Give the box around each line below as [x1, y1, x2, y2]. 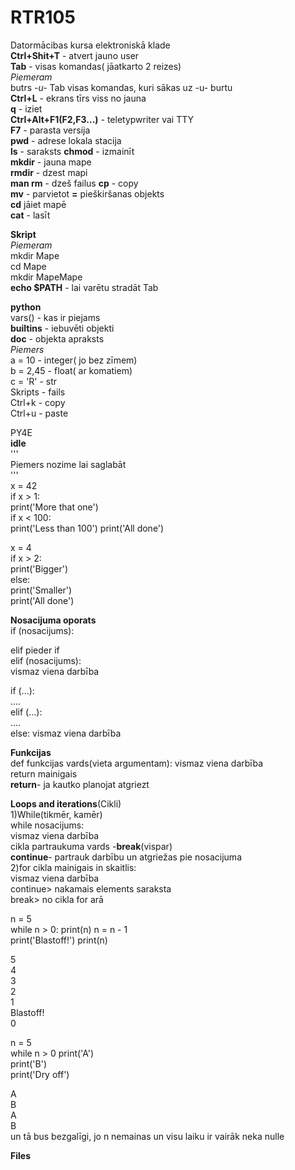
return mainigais [10, 767, 78, 780]
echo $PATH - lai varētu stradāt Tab [10, 281, 159, 293]
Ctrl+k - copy [10, 396, 66, 408]
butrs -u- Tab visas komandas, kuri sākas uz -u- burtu [10, 81, 233, 93]
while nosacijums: [10, 819, 85, 831]
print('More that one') [10, 501, 99, 513]
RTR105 [10, 6, 76, 29]
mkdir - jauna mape [10, 156, 92, 168]
